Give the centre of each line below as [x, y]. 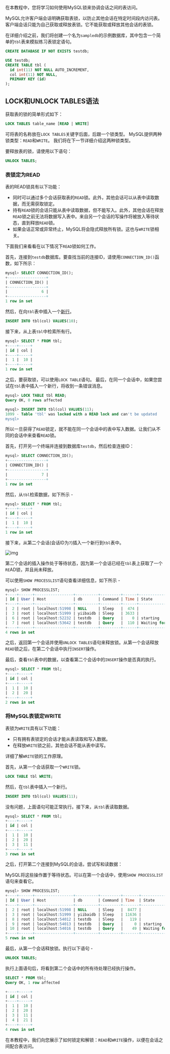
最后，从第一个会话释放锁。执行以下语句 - [49, 949]
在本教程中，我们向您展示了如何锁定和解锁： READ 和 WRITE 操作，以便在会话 [82, 1040]
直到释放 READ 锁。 [39, 222]
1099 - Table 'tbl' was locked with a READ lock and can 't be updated [81, 414]
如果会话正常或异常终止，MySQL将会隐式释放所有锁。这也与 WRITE [81, 229]
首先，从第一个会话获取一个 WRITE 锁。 [44, 767]
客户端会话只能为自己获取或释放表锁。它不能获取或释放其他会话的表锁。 [80, 25]
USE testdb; [18, 60]
